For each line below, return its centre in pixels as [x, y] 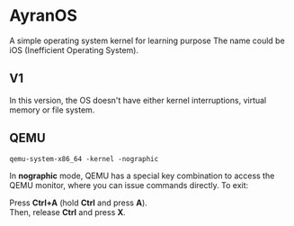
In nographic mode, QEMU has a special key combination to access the [142, 176]
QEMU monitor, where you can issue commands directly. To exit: [129, 185]
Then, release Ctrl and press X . [67, 212]
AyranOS [44, 16]
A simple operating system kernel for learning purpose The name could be [147, 41]
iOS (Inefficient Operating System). [74, 50]
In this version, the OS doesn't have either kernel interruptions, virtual [138, 100]
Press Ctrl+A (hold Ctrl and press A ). [79, 203]
